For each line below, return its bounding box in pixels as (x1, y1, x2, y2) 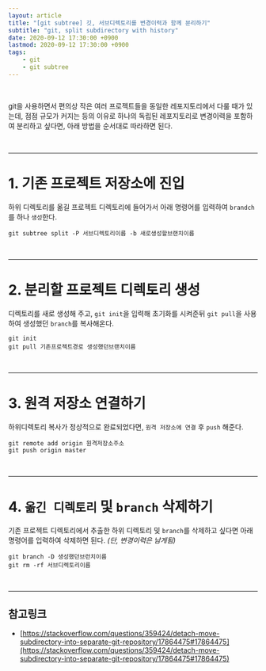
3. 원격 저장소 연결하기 (8, 394, 146, 412)
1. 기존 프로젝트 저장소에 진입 (8, 174, 185, 193)
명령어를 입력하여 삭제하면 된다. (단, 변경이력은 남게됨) (8, 536, 177, 545)
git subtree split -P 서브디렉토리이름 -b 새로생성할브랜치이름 (8, 229, 195, 238)
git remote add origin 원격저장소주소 (8, 439, 125, 448)
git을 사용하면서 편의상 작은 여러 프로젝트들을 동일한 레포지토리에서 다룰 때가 (8, 101, 245, 111)
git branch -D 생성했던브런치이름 (8, 552, 107, 561)
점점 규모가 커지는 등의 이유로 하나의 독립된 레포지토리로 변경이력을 (25, 111, 232, 120)
